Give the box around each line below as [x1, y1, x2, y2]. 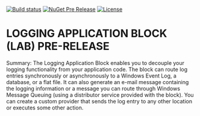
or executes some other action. [6, 104, 84, 111]
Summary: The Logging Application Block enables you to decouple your [6, 59, 185, 66]
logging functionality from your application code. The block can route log [6, 66, 188, 73]
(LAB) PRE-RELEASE [6, 40, 110, 53]
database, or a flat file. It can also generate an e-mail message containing [6, 78, 189, 85]
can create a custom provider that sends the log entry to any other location [6, 97, 193, 105]
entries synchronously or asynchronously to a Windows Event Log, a [6, 72, 177, 79]
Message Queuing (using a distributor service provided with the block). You [6, 91, 194, 99]
